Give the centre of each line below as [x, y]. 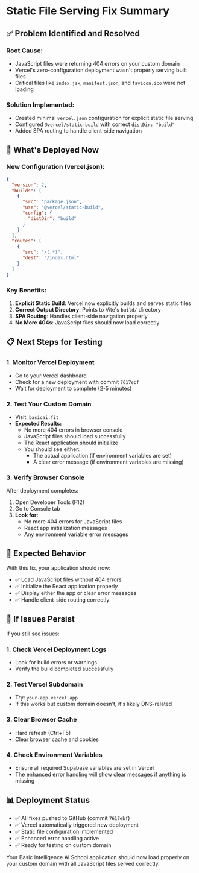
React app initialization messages [65, 528]
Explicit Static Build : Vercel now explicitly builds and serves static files [103, 303]
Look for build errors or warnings [56, 663]
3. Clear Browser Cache [42, 720]
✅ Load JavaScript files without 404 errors [68, 579]
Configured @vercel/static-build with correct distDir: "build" [95, 124]
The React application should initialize [71, 443]
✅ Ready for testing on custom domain [63, 845]
